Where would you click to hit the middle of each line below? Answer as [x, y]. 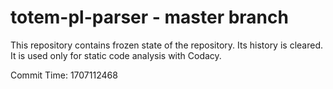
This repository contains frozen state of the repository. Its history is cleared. [166, 45]
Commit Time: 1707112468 [64, 75]
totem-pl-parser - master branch [149, 17]
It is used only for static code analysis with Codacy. [116, 55]
